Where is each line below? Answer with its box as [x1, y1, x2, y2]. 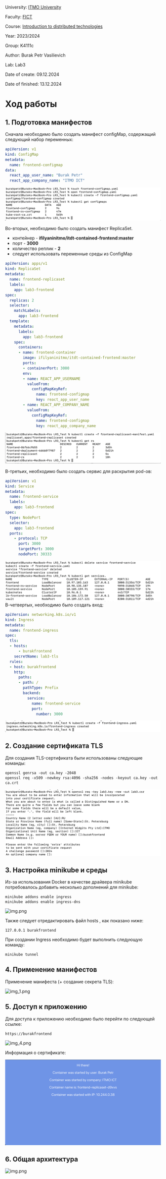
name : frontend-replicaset [9, 277, 65, 282]
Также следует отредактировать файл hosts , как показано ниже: [5, 918, 144, 924]
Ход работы [5, 99, 57, 110]
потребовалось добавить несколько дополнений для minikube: [5, 884, 138, 890]
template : [9, 319, 30, 324]
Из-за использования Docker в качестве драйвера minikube [5, 879, 132, 885]
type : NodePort [9, 515, 41, 520]
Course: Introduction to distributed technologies [5, 23, 103, 29]
